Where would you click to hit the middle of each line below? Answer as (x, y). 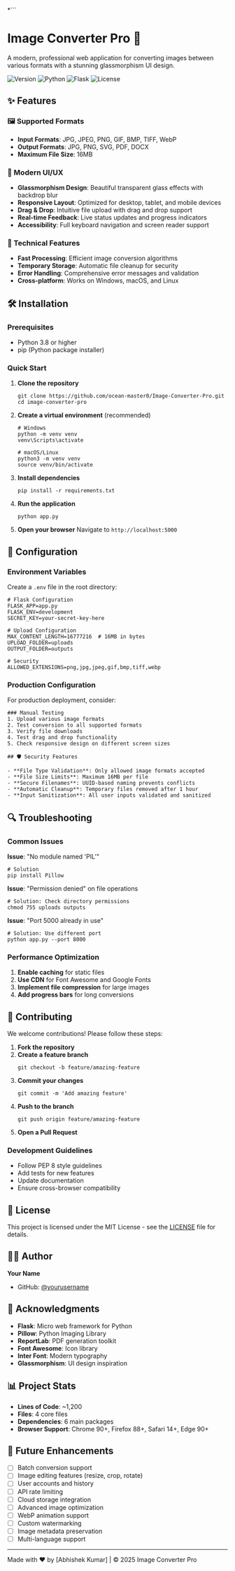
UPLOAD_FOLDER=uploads (40, 642)
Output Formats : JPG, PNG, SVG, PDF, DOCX (83, 147)
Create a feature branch (53, 1054)
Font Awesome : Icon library (57, 1348)
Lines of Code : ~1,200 (50, 1406)
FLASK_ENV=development (40, 612)
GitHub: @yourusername (53, 1287)
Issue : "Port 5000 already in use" (55, 920)
